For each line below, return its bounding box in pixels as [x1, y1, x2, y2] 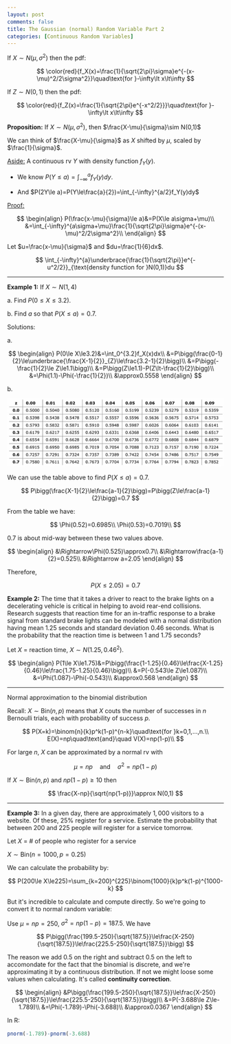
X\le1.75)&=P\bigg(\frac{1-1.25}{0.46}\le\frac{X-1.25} [73, 659, 223, 667]
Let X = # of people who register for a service [7, 836, 136, 845]
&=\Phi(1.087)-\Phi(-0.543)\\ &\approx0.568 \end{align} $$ [33, 673, 198, 682]
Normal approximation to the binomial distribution [7, 693, 148, 702]
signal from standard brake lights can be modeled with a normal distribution [7, 616, 221, 625]
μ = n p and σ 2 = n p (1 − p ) [74, 761, 157, 770]
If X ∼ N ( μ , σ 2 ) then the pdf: [7, 52, 87, 62]
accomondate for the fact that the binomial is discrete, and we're [7, 960, 190, 969]
